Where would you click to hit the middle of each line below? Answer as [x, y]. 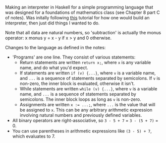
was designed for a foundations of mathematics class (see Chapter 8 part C [83, 12]
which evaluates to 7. [34, 136]
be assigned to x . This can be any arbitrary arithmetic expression [86, 110]
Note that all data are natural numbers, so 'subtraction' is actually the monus [83, 33]
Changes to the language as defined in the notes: [55, 47]
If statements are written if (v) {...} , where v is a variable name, [88, 73]
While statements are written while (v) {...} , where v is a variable [88, 89]
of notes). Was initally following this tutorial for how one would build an [77, 18]
